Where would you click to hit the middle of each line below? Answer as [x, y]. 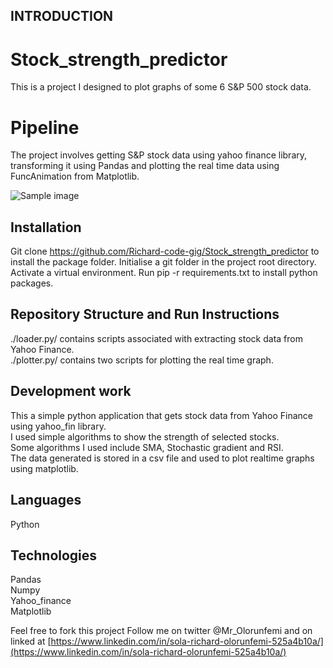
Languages [46, 500]
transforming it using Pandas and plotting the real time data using [145, 166]
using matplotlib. [44, 468]
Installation [46, 227]
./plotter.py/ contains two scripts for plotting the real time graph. [142, 360]
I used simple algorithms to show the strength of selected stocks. [145, 436]
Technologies [54, 555]
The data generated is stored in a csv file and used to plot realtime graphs [162, 458]
